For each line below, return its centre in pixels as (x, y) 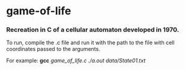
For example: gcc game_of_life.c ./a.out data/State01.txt (76, 60)
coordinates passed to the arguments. (53, 49)
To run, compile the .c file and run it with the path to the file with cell (90, 42)
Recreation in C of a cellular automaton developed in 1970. (92, 30)
